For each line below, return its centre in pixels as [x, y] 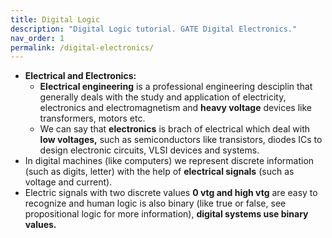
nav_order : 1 [37, 38]
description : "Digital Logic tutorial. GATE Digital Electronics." [154, 29]
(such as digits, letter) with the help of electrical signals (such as [159, 172]
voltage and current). [68, 182]
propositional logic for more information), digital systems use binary [166, 214]
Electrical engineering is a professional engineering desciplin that [176, 87]
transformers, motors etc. [92, 118]
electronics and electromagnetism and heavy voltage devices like [175, 108]
